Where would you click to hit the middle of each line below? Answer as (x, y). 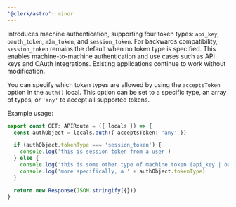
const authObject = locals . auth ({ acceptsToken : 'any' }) (100, 133)
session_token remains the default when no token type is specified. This (112, 48)
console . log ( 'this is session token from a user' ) (96, 152)
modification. (26, 71)
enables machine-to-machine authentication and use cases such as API (111, 56)
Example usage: (31, 113)
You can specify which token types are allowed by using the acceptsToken (114, 84)
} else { (26, 159)
